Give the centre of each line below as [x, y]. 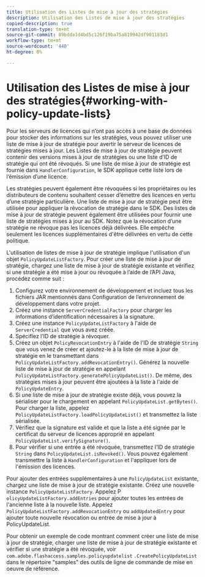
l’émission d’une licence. [37, 176]
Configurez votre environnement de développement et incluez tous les [104, 290]
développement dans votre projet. [58, 303]
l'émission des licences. [45, 467]
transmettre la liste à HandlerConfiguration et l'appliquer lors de [96, 460]
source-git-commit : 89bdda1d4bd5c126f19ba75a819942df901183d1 [87, 35]
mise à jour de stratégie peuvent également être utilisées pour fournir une [99, 214]
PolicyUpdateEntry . [39, 388]
